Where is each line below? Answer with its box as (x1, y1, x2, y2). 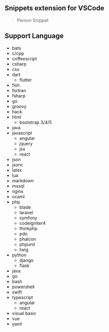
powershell (11, 284, 35, 290)
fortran (11, 87, 26, 93)
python (11, 252, 27, 258)
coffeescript (11, 55, 37, 61)
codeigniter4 (19, 220, 46, 226)
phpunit (19, 241, 35, 247)
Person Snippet (16, 17, 49, 23)
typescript (11, 294, 33, 300)
